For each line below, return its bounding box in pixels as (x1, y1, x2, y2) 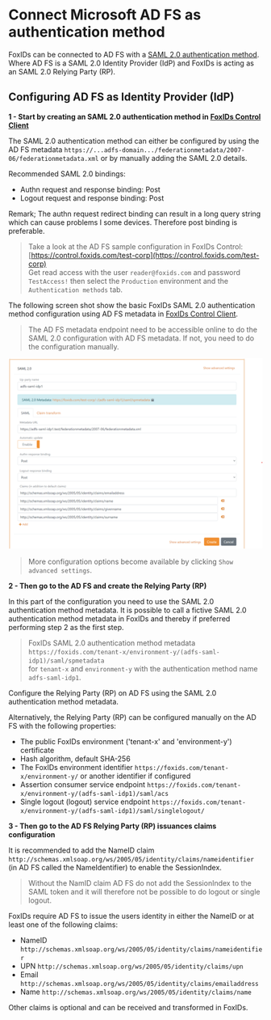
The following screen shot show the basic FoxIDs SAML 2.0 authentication (8, 300, 256, 310)
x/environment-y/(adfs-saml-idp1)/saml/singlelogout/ (19, 806, 205, 815)
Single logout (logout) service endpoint (19, 797, 151, 806)
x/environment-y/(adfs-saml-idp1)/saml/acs (19, 789, 169, 798)
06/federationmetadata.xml (8, 154, 99, 163)
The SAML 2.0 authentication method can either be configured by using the (8, 136, 260, 146)
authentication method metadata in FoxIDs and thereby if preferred (8, 613, 231, 624)
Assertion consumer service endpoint (19, 779, 146, 789)
